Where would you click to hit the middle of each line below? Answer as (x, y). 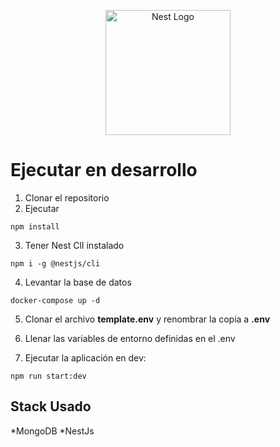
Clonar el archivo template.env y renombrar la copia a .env (147, 319)
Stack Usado (51, 406)
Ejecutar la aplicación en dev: (85, 357)
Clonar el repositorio (67, 197)
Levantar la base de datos (78, 282)
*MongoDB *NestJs (52, 431)
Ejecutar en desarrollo (104, 170)
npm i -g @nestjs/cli (55, 263)
